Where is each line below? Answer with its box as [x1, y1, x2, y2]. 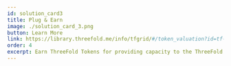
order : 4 [7, 42, 32, 49]
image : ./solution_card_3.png [7, 23, 94, 30]
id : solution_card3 [7, 10, 63, 17]
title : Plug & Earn [7, 16, 63, 23]
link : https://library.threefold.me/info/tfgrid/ [7, 36, 153, 43]
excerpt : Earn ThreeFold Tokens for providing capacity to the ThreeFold [7, 49, 223, 56]
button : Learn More [7, 29, 63, 36]
